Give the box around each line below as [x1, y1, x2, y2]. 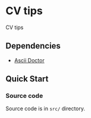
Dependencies [5, 41, 61, 51]
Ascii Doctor [14, 56, 45, 63]
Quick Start [5, 74, 49, 84]
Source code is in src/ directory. [5, 105, 86, 112]
